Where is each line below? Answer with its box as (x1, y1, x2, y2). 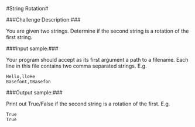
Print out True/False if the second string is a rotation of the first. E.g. (6, 100, 170, 107)
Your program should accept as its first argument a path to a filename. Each (6, 57, 189, 63)
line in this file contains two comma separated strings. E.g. (6, 62, 148, 69)
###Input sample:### (6, 45, 59, 52)
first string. (6, 34, 33, 40)
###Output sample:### (6, 89, 63, 96)
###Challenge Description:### (6, 16, 81, 23)
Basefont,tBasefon (6, 79, 51, 84)
